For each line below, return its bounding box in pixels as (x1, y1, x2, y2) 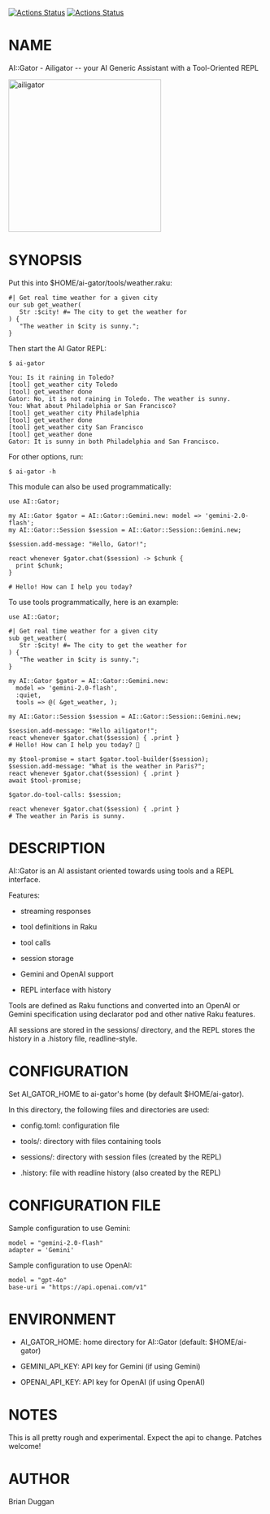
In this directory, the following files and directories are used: (8, 1104, 210, 1114)
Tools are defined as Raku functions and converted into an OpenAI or (8, 1000, 240, 1010)
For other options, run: (8, 451, 84, 461)
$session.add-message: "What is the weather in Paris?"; (8, 762, 206, 770)
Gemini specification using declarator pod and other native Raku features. (8, 1009, 256, 1019)
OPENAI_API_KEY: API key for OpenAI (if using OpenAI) (20, 1377, 206, 1386)
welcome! (8, 1441, 41, 1451)
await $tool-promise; (8, 777, 82, 785)
